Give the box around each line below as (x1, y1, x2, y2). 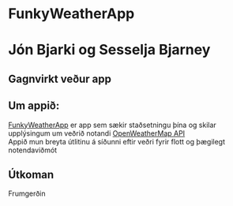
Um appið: (8, 99, 60, 113)
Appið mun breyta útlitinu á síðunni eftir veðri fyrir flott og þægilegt (8, 137, 226, 146)
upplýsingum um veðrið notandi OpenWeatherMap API (8, 128, 186, 138)
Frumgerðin (8, 189, 46, 198)
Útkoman (8, 167, 54, 182)
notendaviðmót (8, 145, 58, 155)
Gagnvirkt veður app (8, 72, 112, 85)
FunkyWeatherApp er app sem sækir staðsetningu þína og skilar (8, 120, 217, 129)
